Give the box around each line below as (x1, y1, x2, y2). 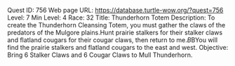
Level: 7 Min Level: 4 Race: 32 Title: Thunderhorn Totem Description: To (7, 13, 215, 22)
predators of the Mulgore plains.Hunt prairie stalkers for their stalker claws (7, 28, 223, 37)
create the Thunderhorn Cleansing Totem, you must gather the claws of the (7, 21, 226, 29)
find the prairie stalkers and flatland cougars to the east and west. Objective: (7, 44, 229, 51)
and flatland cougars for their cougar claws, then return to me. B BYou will (7, 36, 218, 44)
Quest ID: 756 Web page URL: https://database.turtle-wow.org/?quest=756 (7, 6, 224, 14)
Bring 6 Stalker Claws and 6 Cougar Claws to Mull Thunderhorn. (7, 51, 193, 59)
